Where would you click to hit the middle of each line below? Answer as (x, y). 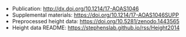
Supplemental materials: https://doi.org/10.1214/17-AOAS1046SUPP (95, 15)
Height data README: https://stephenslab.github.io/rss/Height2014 (96, 27)
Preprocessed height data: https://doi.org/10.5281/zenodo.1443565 (96, 21)
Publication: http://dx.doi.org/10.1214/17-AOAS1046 (75, 9)
